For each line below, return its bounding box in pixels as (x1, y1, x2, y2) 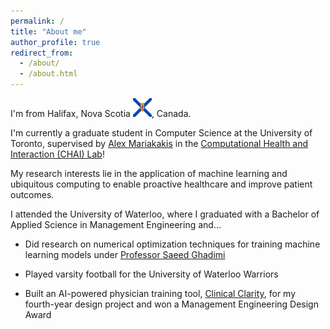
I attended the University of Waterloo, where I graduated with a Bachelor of (10, 208, 320, 220)
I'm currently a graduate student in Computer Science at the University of (10, 127, 313, 139)
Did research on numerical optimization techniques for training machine (24, 238, 321, 250)
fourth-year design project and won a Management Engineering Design (24, 298, 319, 310)
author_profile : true (10, 37, 101, 47)
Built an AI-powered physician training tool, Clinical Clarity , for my (24, 288, 297, 299)
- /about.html (19, 69, 78, 79)
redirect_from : (10, 48, 74, 58)
